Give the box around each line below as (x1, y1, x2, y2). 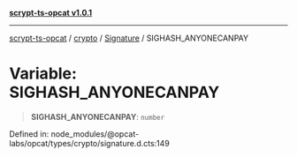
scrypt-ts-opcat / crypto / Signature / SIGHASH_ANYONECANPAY (9, 33, 249, 43)
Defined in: (9, 128, 49, 139)
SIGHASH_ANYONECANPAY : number (30, 111, 165, 122)
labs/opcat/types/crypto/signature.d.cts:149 (9, 138, 171, 148)
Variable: (9, 64, 78, 84)
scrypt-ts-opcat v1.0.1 (9, 8, 93, 18)
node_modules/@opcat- (50, 128, 140, 139)
